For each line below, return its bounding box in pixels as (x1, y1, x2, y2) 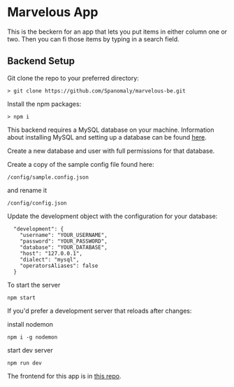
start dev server (7, 346, 54, 354)
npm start (7, 294, 36, 301)
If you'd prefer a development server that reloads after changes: (7, 306, 192, 315)
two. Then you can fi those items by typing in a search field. (7, 34, 180, 43)
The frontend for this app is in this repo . (7, 372, 122, 380)
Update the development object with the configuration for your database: (7, 212, 218, 220)
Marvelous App (7, 4, 98, 20)
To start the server (7, 280, 61, 289)
